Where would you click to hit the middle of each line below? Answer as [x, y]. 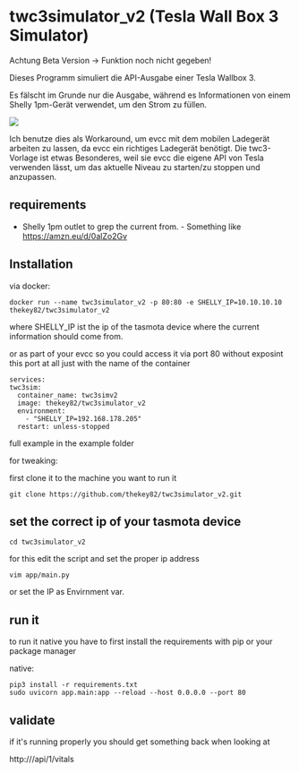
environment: [42, 411]
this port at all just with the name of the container [100, 363]
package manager [43, 651]
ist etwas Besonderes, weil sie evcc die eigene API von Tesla [152, 158]
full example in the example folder [72, 443]
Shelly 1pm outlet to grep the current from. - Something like [132, 227]
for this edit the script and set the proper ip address [104, 559]
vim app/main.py [39, 575]
